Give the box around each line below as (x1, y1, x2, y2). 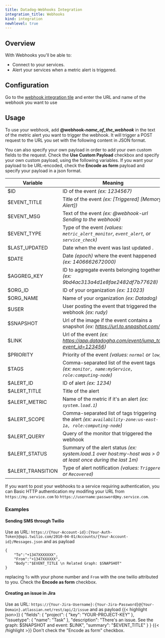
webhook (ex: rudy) (62, 308, 108, 315)
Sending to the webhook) (62, 216, 121, 223)
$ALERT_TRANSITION (7, 467, 58, 474)
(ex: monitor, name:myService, (62, 365, 134, 372)
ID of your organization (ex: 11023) (62, 286, 145, 293)
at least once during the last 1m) (62, 456, 138, 463)
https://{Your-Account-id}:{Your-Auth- (31, 530, 113, 535)
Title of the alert (62, 387, 100, 394)
